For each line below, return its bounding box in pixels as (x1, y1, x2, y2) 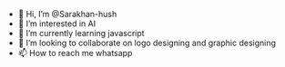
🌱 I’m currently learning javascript (17, 28, 145, 38)
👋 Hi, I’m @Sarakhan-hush (17, 9, 117, 19)
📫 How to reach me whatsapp (17, 48, 133, 58)
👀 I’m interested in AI (17, 18, 97, 29)
